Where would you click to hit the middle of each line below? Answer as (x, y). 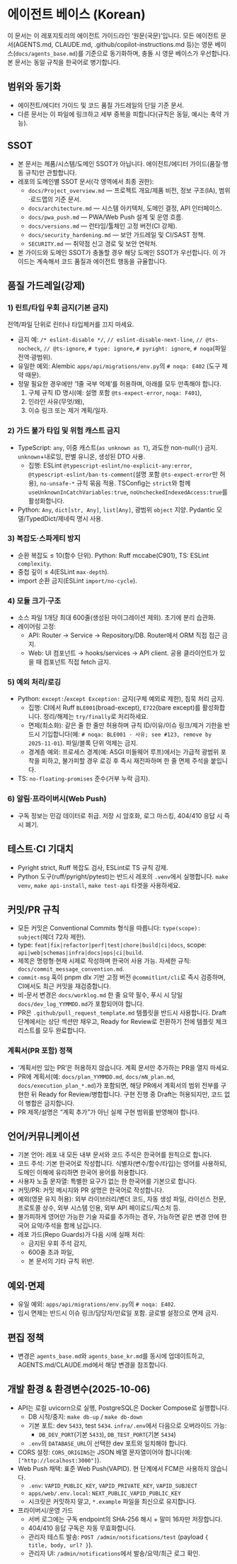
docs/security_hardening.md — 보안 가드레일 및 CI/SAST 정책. (116, 234)
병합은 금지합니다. (50, 1103)
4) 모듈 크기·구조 (34, 600)
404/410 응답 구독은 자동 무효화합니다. (82, 1528)
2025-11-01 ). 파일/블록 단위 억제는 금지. (83, 743)
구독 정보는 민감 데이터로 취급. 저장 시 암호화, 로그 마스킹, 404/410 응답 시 (120, 815)
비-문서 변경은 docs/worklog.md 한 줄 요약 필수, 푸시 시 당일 (100, 995)
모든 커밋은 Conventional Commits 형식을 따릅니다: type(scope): (109, 928)
